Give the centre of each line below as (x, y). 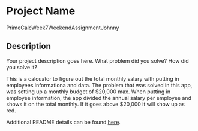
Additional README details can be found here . (64, 122)
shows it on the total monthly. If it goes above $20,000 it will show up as (95, 104)
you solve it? (22, 67)
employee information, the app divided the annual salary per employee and (99, 98)
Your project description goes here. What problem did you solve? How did (97, 60)
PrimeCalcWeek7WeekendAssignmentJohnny (63, 28)
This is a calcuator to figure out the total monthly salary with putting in (93, 78)
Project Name (41, 11)
